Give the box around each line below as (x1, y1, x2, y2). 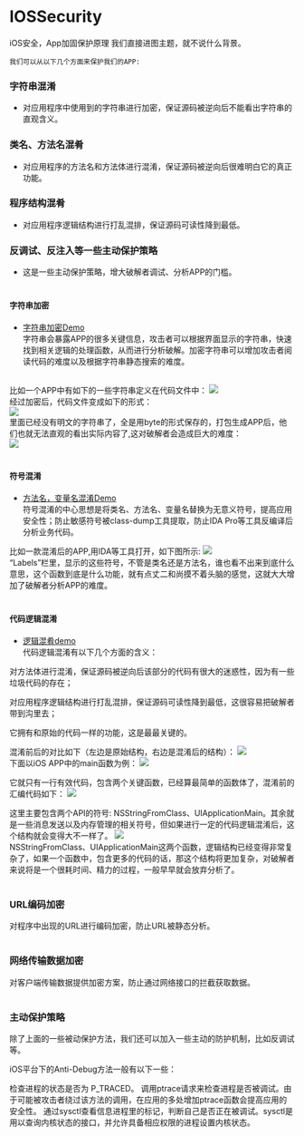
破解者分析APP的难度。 (24, 579, 113, 590)
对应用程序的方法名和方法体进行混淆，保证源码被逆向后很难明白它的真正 (22, 160, 292, 171)
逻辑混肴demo (22, 635, 77, 646)
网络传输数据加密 (9, 955, 84, 967)
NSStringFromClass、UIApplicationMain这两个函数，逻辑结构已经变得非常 (9, 841, 286, 852)
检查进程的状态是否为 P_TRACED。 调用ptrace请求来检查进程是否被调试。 (9, 1083, 284, 1094)
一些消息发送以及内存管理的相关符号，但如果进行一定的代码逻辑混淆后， (16, 819, 287, 830)
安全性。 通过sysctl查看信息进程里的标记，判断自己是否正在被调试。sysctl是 (9, 1106, 294, 1117)
